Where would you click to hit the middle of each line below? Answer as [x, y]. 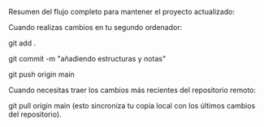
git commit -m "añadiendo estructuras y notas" [87, 59]
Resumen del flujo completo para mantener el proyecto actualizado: [122, 12]
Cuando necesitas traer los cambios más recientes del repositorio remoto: [132, 90]
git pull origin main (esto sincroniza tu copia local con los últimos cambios [132, 106]
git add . [22, 43]
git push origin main [42, 74]
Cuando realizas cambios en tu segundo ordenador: [95, 27]
